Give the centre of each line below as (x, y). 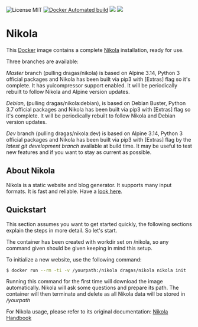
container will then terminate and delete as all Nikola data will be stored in (96, 294)
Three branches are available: (42, 61)
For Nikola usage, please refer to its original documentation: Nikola (87, 312)
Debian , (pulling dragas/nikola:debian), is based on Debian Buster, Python (96, 103)
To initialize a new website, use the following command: (74, 259)
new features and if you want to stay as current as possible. (79, 152)
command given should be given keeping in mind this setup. (79, 248)
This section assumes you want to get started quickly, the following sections (99, 224)
